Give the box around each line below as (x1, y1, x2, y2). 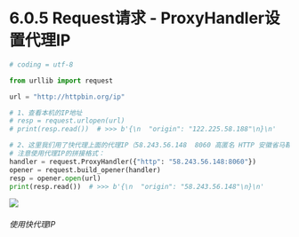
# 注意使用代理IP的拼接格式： (9, 149, 105, 158)
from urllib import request (9, 76, 114, 85)
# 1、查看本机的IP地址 (9, 108, 83, 117)
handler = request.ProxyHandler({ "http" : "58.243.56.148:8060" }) (9, 157, 256, 166)
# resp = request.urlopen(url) (9, 116, 125, 125)
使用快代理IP (9, 219, 56, 230)
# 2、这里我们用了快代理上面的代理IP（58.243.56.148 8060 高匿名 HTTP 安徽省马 (9, 141, 286, 150)
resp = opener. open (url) (9, 174, 101, 183)
